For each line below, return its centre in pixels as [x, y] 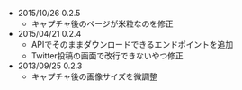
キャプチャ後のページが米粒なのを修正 [102, 23]
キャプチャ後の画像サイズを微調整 [94, 76]
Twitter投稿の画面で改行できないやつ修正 [108, 56]
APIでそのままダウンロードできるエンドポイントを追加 [132, 45]
